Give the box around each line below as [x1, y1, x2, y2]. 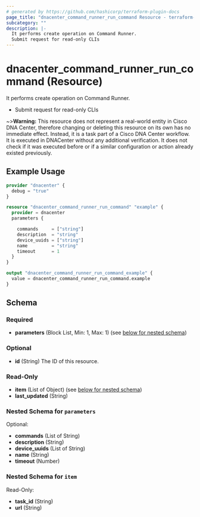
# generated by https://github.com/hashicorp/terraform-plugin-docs [6, 8, 180, 15]
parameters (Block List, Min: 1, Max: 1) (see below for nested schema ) [14, 329, 187, 336]
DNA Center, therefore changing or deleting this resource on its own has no [6, 123, 191, 131]
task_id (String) [14, 497, 54, 504]
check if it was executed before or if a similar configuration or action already [6, 143, 193, 150]
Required [6, 315, 33, 324]
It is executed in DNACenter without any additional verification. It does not [6, 137, 187, 144]
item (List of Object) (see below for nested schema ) [14, 386, 142, 394]
